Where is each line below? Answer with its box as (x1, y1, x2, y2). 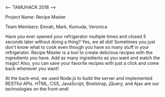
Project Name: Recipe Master (5, 14, 67, 20)
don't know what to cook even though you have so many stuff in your (5, 44, 149, 50)
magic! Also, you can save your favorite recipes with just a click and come (5, 60, 159, 66)
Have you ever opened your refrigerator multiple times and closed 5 (5, 34, 146, 39)
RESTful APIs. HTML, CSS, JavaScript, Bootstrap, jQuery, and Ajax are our (5, 80, 159, 86)
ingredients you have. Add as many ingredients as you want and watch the (5, 55, 160, 61)
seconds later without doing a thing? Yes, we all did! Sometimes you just (5, 39, 155, 45)
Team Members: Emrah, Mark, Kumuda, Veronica (5, 24, 107, 30)
